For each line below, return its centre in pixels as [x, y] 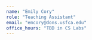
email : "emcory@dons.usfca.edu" [46, 22]
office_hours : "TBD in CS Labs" [46, 28]
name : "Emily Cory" [30, 11]
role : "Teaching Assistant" [41, 17]
